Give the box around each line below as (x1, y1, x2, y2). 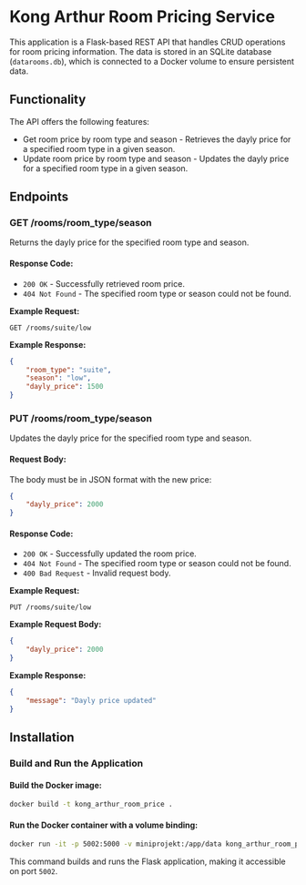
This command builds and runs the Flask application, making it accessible (9, 856, 287, 867)
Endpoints (9, 189, 69, 205)
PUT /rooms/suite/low (9, 603, 92, 612)
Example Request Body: (9, 619, 102, 630)
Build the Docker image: (9, 779, 102, 790)
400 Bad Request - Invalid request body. (22, 567, 171, 579)
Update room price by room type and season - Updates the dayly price (22, 153, 290, 164)
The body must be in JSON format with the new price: (9, 473, 212, 484)
